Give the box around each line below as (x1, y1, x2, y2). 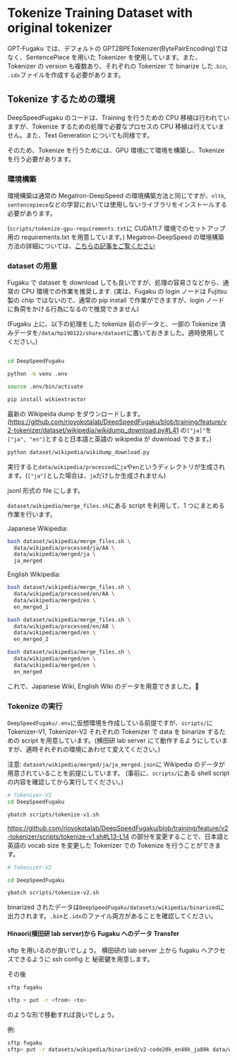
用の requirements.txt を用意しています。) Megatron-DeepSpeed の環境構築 (7, 233, 224, 241)
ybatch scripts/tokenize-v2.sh (7, 889, 99, 896)
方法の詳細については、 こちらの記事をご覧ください (7, 242, 156, 250)
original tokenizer (7, 20, 113, 36)
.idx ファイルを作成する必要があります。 (7, 71, 125, 79)
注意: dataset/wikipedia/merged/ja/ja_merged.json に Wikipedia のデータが (7, 760, 226, 769)
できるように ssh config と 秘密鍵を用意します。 (13, 955, 154, 963)
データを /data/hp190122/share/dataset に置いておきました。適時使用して (13, 329, 226, 337)
